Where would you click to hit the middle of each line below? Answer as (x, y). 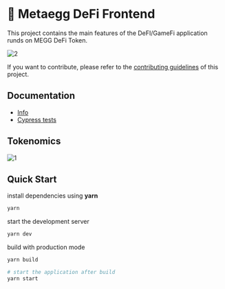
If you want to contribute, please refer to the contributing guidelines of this (113, 67)
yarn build (23, 260)
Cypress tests (37, 119)
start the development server (48, 222)
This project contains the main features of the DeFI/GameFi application (107, 33)
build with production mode (46, 247)
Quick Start (32, 179)
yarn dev (20, 234)
